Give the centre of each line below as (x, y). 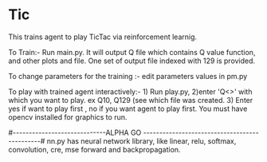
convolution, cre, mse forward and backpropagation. (94, 149)
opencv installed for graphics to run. (68, 117)
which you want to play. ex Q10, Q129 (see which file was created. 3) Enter (131, 100)
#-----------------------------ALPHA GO (75, 132)
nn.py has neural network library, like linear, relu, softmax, (141, 140)
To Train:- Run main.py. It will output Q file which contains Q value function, (132, 52)
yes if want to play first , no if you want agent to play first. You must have (128, 109)
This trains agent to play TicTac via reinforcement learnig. (103, 37)
